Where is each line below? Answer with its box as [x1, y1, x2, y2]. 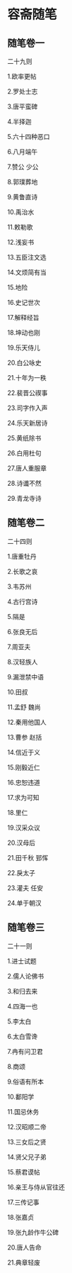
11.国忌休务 [7, 1107, 40, 1116]
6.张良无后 [7, 627, 38, 635]
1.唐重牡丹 [7, 552, 37, 560]
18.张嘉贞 [7, 1213, 35, 1221]
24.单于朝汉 [7, 899, 42, 907]
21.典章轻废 [7, 1258, 41, 1267]
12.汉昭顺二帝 [7, 1122, 47, 1131]
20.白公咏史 [7, 359, 42, 367]
